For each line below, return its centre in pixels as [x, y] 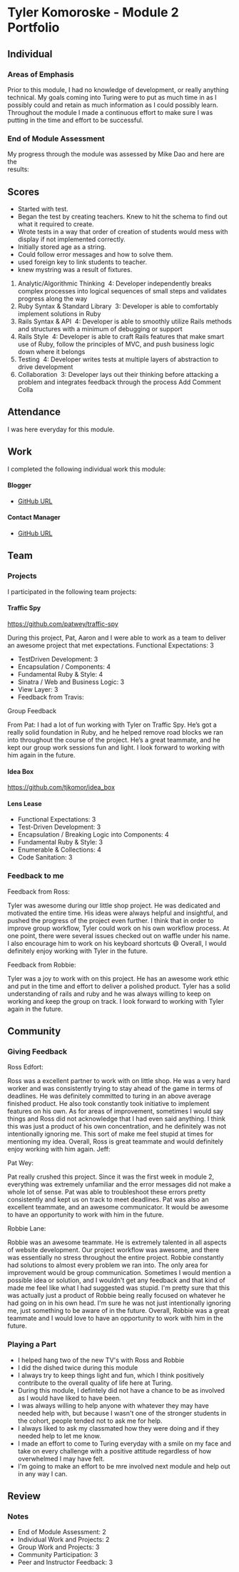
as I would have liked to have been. [69, 1398]
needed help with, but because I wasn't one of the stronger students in [122, 1413]
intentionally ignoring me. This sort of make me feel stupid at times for [111, 1134]
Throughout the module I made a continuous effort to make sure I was [110, 112]
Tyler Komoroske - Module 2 [93, 12]
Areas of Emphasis [41, 74]
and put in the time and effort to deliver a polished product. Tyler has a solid [119, 986]
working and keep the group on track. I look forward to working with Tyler [116, 1001]
